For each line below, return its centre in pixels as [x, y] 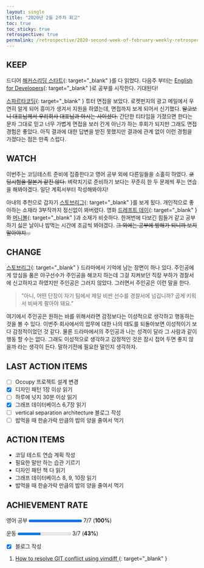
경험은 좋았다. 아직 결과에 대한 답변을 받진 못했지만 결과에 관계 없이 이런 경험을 [99, 131]
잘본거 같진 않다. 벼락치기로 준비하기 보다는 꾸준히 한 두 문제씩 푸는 [107, 182]
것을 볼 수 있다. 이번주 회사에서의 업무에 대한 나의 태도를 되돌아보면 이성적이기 [99, 324]
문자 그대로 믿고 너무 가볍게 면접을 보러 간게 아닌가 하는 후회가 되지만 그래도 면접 [102, 124]
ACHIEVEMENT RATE [47, 505]
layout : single [25, 12]
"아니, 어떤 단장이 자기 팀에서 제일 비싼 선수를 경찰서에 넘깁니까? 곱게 [103, 296]
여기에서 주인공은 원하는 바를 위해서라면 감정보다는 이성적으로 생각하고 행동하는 [100, 316]
